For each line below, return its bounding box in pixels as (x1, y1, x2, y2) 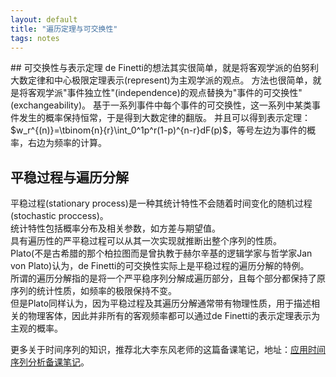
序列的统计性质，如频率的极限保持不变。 (10, 285, 177, 297)
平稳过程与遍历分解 (10, 169, 129, 186)
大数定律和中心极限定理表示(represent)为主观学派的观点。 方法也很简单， (10, 74, 313, 86)
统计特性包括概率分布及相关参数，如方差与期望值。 (10, 222, 221, 235)
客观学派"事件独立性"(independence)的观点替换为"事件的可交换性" (27, 87, 303, 99)
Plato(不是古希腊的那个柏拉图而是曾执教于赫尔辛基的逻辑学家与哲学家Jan (10, 247, 313, 260)
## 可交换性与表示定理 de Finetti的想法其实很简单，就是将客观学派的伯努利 (10, 62, 319, 74)
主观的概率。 (10, 322, 63, 335)
